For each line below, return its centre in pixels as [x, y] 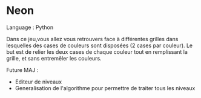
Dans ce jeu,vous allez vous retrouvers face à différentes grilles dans [92, 39]
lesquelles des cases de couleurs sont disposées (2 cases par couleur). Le [100, 45]
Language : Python [30, 27]
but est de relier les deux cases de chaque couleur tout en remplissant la [97, 51]
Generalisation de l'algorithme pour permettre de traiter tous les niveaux [105, 88]
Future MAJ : [22, 70]
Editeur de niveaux [38, 82]
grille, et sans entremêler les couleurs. [54, 58]
